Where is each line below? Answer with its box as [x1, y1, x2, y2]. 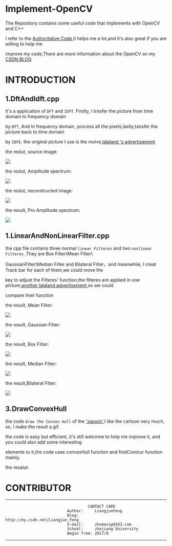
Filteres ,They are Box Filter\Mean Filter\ [5, 250, 93, 256]
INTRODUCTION [5, 74, 76, 86]
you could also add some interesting [5, 439, 82, 445]
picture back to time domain [5, 128, 65, 135]
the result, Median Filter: [5, 360, 57, 366]
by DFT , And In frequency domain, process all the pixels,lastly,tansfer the [5, 123, 158, 129]
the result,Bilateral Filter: [5, 380, 57, 386]
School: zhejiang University [67, 526, 139, 531]
